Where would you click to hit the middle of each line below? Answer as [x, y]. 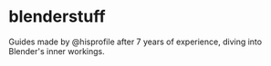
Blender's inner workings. [57, 51]
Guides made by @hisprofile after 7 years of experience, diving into [135, 42]
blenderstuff [57, 17]
